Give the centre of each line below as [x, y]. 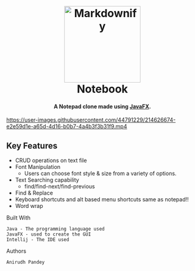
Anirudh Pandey [26, 262]
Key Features [32, 146]
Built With [18, 218]
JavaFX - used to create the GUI [49, 234]
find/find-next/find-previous [60, 187]
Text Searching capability [47, 180]
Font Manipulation [38, 167]
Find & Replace [34, 193]
